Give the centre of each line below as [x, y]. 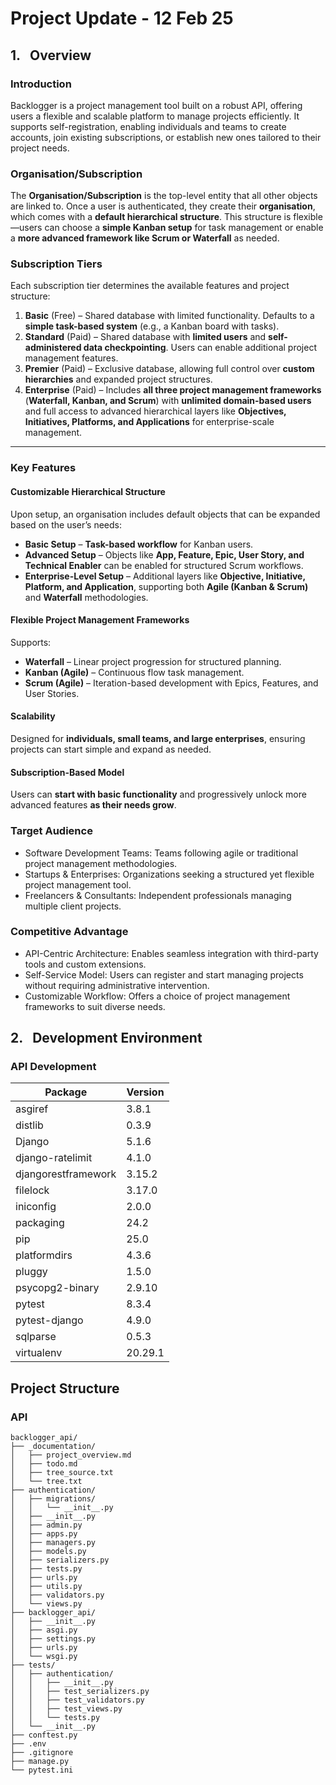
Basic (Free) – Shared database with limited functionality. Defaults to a [169, 316]
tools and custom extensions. [85, 964]
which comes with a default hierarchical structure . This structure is [151, 217]
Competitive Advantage [69, 932]
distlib [29, 1125]
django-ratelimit [54, 1158]
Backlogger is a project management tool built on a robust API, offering [156, 105]
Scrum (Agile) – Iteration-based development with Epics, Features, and [171, 683]
